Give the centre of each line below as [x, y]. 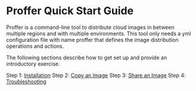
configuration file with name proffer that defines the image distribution [92, 40]
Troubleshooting [26, 82]
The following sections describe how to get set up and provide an [87, 57]
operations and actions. [35, 46]
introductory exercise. [33, 64]
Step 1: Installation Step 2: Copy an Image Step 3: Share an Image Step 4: [96, 75]
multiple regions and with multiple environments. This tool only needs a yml [99, 33]
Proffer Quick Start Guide [70, 11]
